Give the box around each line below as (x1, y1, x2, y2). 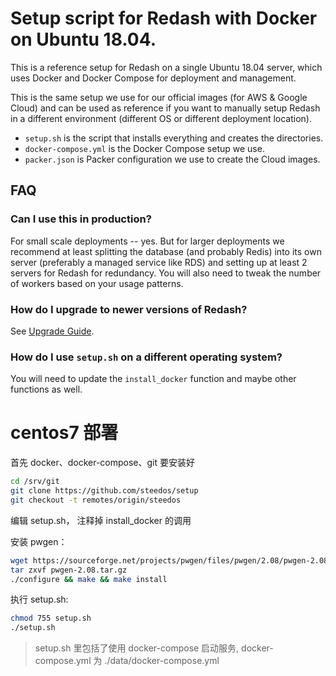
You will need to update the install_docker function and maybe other (10, 373, 297, 385)
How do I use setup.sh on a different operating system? (10, 350, 283, 364)
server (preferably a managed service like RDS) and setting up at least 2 (10, 256, 308, 268)
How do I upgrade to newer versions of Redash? (10, 302, 248, 316)
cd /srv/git (10, 477, 60, 487)
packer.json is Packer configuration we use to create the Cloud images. (24, 153, 321, 165)
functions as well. (10, 383, 83, 396)
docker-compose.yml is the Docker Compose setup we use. (24, 142, 265, 154)
